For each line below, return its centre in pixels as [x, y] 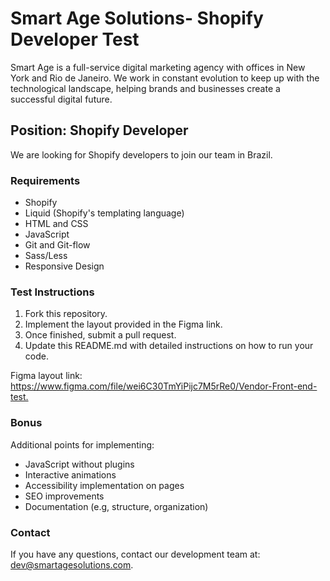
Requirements [45, 180]
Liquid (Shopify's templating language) [104, 213]
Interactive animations [70, 474]
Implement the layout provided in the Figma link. [123, 324]
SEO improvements [64, 496]
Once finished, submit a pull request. [100, 335]
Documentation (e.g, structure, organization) [116, 506]
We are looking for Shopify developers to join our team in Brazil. [141, 154]
